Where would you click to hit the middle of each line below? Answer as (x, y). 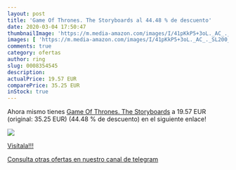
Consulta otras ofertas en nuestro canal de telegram (83, 160)
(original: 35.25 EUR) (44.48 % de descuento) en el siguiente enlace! (107, 119)
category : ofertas (34, 53)
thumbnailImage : (31, 33)
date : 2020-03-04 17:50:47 (47, 27)
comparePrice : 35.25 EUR (44, 85)
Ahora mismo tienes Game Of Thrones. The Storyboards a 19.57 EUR (107, 112)
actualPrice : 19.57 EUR (42, 79)
